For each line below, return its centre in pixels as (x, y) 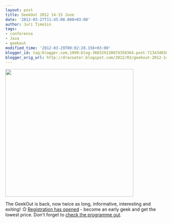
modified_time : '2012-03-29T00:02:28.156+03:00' (58, 48)
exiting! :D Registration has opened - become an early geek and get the (81, 209)
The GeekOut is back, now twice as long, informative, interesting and (78, 204)
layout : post (19, 10)
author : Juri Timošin (28, 24)
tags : (11, 29)
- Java (12, 39)
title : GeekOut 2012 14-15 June (40, 15)
